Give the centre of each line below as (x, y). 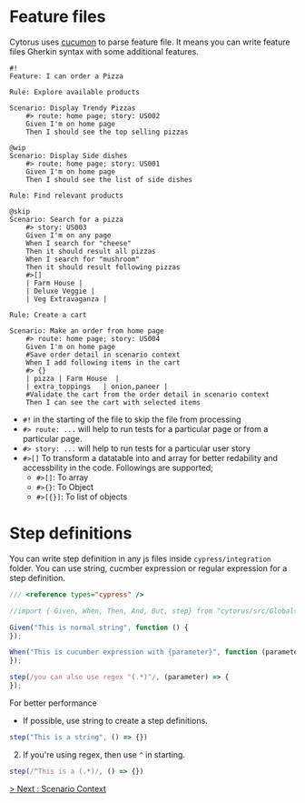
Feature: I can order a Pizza (67, 76)
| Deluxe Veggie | (60, 291)
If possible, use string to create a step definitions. (115, 720)
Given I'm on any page (69, 235)
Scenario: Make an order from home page (87, 331)
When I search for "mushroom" (83, 259)
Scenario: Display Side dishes (69, 156)
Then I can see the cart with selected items (113, 402)
